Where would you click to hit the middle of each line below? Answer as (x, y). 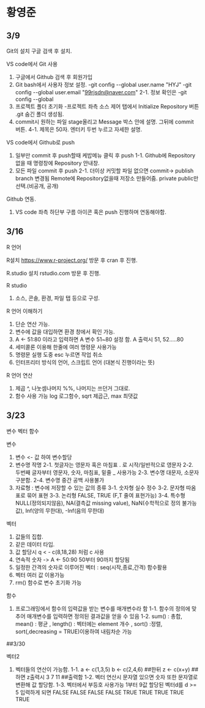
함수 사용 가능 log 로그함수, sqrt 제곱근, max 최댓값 (76, 396)
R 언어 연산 (20, 375)
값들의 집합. (29, 537)
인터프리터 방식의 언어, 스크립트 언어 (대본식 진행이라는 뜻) (85, 362)
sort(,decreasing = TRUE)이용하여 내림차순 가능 (74, 632)
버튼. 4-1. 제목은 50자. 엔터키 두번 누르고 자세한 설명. (79, 129)
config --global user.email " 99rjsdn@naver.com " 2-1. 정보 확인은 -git (101, 92)
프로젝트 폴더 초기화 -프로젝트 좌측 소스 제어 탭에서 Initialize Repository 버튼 (107, 106)
